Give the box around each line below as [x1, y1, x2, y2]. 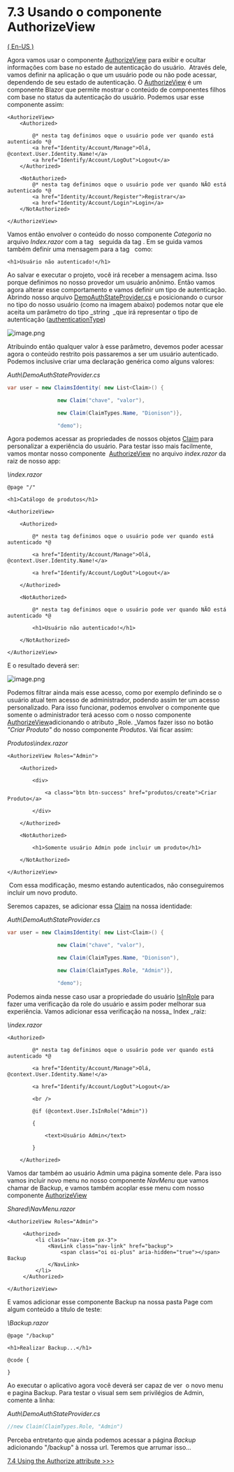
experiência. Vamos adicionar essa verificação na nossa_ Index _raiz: [7, 1007, 207, 1016]
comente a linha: [7, 1396, 55, 1404]
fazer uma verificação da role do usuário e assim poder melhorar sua [7, 1000, 206, 1008]
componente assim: [7, 100, 64, 108]
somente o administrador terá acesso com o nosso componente [7, 711, 191, 719]
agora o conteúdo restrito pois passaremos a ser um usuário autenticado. [7, 349, 219, 358]
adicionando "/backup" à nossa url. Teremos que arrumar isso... [7, 1443, 192, 1451]
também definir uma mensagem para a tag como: [7, 245, 153, 253]
